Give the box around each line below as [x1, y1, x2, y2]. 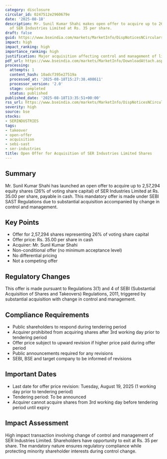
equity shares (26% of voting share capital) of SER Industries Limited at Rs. [5, 188, 159, 194]
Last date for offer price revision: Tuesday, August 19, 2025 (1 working [12, 383, 156, 389]
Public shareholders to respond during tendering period [12, 324, 127, 329]
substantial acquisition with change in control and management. [5, 296, 136, 302]
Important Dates [5, 370, 57, 379]
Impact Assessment [5, 419, 69, 428]
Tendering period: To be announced [12, 394, 86, 400]
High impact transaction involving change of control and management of [5, 432, 154, 438]
